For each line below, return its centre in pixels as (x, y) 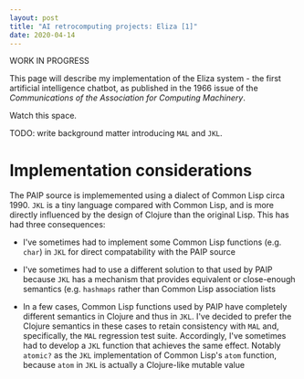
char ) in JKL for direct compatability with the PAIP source (129, 252)
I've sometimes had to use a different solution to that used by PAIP (147, 269)
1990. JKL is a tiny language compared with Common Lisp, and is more (142, 205)
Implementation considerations (131, 170)
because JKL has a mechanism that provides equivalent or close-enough (159, 279)
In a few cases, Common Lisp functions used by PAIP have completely (155, 307)
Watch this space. (43, 116)
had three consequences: (58, 225)
